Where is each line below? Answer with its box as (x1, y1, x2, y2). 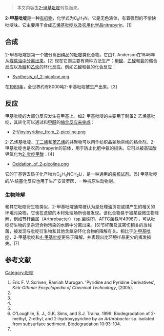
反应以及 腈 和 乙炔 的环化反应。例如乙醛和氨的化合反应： (5, 63, 116, 70)
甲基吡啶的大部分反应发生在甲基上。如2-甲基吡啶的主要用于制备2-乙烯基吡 (5, 113, 155, 119)
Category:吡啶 (5, 270, 34, 275)
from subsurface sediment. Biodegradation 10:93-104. (12, 321, 121, 327)
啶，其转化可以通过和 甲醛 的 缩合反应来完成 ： (5, 119, 95, 125)
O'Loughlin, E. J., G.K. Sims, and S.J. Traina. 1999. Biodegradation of (12, 311, 150, 316)
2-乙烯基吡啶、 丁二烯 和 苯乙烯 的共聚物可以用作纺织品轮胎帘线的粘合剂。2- (5, 139, 155, 145)
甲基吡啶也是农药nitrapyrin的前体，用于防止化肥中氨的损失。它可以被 (5, 145, 144, 151)
